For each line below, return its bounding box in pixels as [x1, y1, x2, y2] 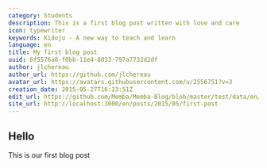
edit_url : [8, 93, 41, 101]
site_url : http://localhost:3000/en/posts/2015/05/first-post [8, 100, 219, 108]
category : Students [8, 11, 73, 20]
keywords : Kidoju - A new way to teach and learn [8, 33, 176, 42]
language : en [8, 41, 52, 49]
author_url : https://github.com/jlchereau [8, 71, 151, 78]
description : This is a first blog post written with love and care [8, 19, 240, 27]
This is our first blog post [8, 150, 91, 159]
